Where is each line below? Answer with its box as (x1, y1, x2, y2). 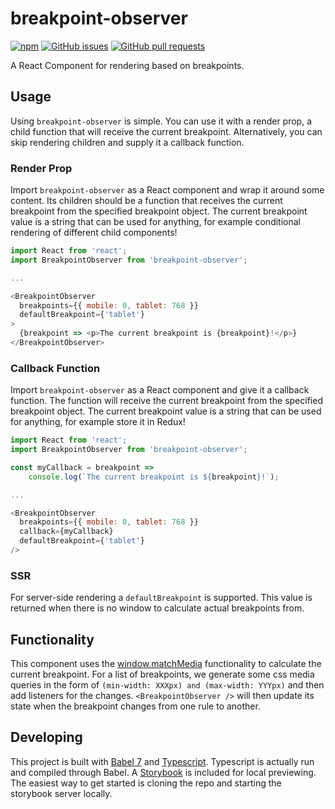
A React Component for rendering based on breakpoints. (10, 59, 245, 71)
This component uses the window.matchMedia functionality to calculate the (10, 658, 322, 670)
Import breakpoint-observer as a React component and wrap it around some (10, 184, 325, 196)
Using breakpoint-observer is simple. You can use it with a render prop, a (10, 115, 313, 127)
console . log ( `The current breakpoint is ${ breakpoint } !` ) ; (28, 472, 280, 482)
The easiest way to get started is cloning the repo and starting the (10, 777, 282, 789)
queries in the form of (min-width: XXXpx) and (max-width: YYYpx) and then (10, 679, 325, 691)
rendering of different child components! (10, 227, 178, 239)
